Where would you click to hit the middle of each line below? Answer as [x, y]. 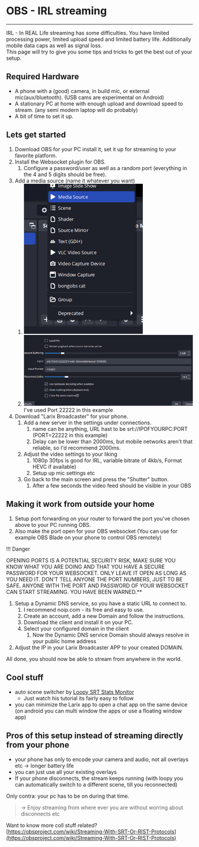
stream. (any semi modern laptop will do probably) [76, 110]
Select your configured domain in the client [76, 628]
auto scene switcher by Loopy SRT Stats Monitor [74, 692]
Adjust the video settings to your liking [70, 454]
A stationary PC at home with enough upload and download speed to [99, 103]
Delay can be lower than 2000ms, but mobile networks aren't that [113, 442]
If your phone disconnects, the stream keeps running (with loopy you [99, 778]
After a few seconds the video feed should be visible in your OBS [112, 486]
